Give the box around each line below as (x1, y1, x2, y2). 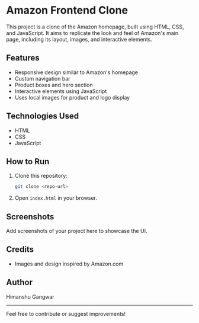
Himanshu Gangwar (6, 293, 54, 300)
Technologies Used (6, 111, 79, 121)
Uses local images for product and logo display (14, 94, 130, 101)
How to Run (6, 156, 50, 167)
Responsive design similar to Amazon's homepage (14, 69, 138, 76)
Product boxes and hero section (14, 81, 93, 88)
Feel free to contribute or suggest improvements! (6, 310, 126, 317)
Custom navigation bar (14, 75, 70, 82)
